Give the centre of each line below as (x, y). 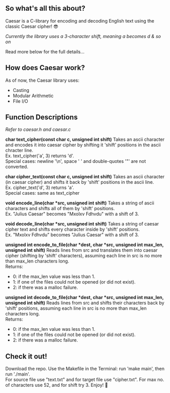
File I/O (20, 101)
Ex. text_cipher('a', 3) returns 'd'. (40, 156)
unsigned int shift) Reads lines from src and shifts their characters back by (85, 303)
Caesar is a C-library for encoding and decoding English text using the (80, 21)
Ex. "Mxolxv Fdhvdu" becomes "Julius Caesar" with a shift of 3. (72, 235)
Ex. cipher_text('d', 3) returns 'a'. (40, 188)
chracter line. (19, 151)
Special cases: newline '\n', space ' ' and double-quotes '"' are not (76, 161)
